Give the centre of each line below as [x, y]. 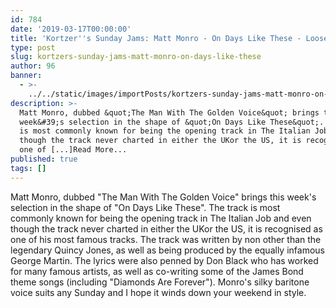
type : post [33, 47]
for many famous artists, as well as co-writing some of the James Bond [157, 271]
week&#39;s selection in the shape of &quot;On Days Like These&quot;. [172, 122]
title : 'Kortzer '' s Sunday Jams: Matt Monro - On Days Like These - [156, 38]
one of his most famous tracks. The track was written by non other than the [166, 239]
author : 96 [33, 66]
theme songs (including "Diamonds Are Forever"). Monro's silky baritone [160, 282]
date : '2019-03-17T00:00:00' [71, 29]
